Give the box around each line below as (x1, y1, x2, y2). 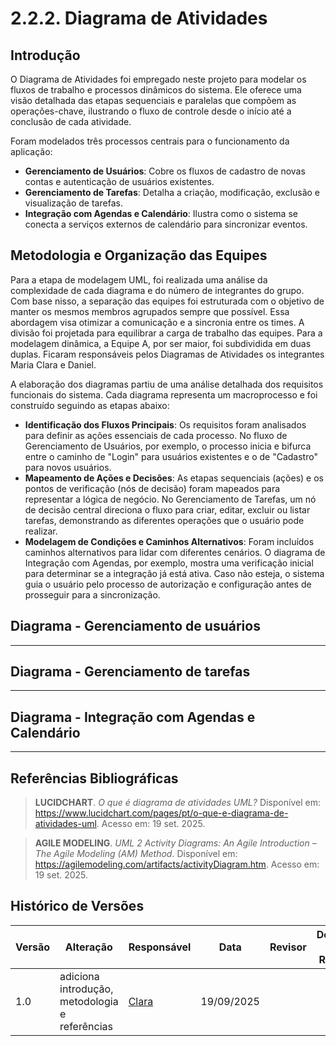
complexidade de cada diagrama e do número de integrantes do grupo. (10, 284, 305, 296)
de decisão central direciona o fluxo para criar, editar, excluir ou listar (24, 503, 311, 516)
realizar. (24, 525, 58, 537)
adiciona (59, 969, 100, 983)
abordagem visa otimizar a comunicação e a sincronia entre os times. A (10, 316, 305, 328)
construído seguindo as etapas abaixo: (10, 399, 170, 411)
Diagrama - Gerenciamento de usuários (10, 618, 261, 635)
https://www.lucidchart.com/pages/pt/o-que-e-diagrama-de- (34, 807, 289, 819)
